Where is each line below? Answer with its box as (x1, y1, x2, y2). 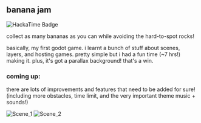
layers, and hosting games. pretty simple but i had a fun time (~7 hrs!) (6, 51, 181, 58)
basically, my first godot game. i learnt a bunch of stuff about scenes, (6, 44, 180, 51)
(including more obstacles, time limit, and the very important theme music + (6, 92, 196, 99)
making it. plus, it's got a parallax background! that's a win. (6, 57, 154, 64)
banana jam (6, 5, 52, 15)
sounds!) (6, 99, 29, 106)
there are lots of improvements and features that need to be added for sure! (6, 86, 196, 93)
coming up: (6, 72, 41, 80)
